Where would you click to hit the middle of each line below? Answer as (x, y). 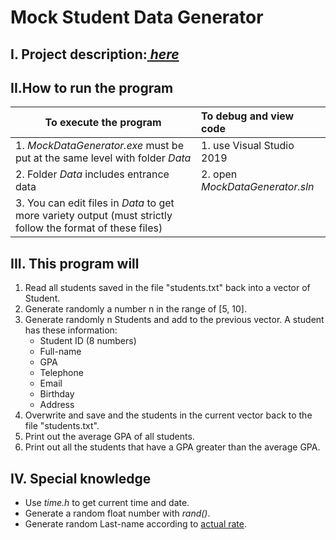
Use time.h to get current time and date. (107, 503)
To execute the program (103, 123)
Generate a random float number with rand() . (117, 513)
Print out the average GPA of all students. (109, 437)
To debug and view (248, 116)
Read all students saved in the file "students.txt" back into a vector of (167, 288)
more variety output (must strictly (94, 216)
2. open (219, 174)
